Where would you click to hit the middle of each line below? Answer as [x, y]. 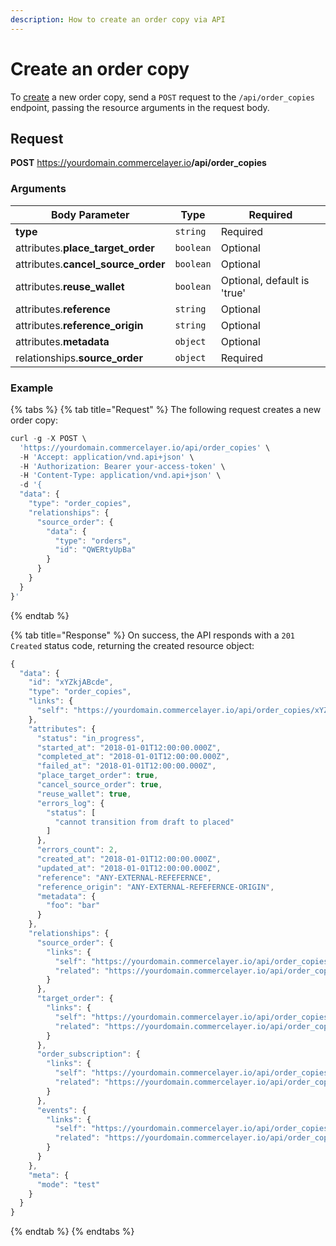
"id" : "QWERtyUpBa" [95, 550]
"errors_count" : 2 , [77, 850]
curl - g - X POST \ [48, 438]
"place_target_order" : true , [97, 776]
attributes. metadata [62, 341]
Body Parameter [90, 214]
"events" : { [61, 1110]
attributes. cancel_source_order [90, 264]
